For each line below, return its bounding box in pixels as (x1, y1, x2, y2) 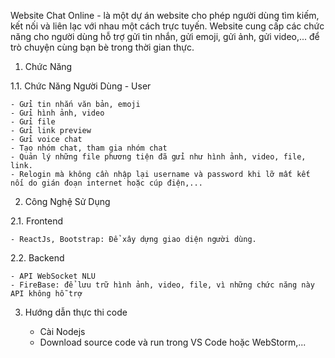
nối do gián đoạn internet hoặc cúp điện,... (10, 178, 203, 188)
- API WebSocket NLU (10, 271, 97, 281)
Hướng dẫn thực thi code (24, 306, 128, 318)
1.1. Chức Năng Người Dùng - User (10, 80, 152, 92)
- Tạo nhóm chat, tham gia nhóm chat (10, 143, 168, 153)
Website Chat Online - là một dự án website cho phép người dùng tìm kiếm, (10, 10, 320, 21)
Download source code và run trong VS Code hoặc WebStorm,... (39, 336, 307, 348)
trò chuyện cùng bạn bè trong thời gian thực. (10, 41, 195, 53)
